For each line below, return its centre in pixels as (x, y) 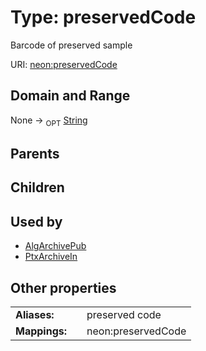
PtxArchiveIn (51, 257)
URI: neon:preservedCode (64, 64)
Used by (36, 221)
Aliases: (35, 314)
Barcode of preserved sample (71, 45)
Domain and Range (70, 96)
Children (37, 187)
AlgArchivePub (55, 246)
